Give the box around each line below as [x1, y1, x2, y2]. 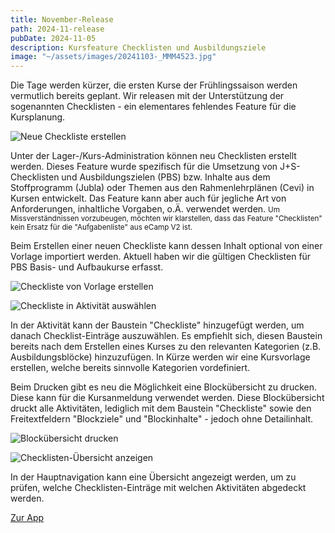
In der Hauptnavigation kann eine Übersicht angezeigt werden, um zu [10, 471, 297, 483]
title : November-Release [10, 14, 114, 25]
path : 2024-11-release [10, 24, 105, 34]
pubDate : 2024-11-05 [10, 33, 97, 43]
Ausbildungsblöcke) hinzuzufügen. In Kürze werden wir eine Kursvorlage [10, 351, 311, 363]
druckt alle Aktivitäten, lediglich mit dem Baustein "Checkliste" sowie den [10, 402, 312, 415]
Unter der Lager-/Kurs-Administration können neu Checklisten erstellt [10, 150, 297, 162]
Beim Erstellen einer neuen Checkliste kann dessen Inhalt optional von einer [10, 240, 323, 252]
